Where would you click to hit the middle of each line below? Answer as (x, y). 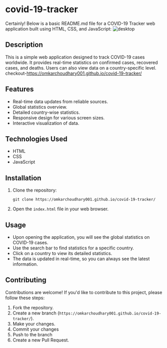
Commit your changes (36, 329)
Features (19, 89)
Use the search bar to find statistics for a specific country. (73, 248)
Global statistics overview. (40, 107)
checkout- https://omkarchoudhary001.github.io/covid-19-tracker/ (74, 73)
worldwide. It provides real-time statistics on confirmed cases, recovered (82, 62)
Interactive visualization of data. (46, 123)
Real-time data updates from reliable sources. (60, 101)
